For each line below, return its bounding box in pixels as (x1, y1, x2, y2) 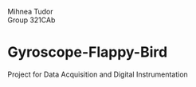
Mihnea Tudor (7, 7, 53, 16)
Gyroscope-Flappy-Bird (7, 43, 168, 61)
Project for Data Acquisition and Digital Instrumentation (7, 69, 188, 79)
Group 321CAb (7, 15, 56, 25)
